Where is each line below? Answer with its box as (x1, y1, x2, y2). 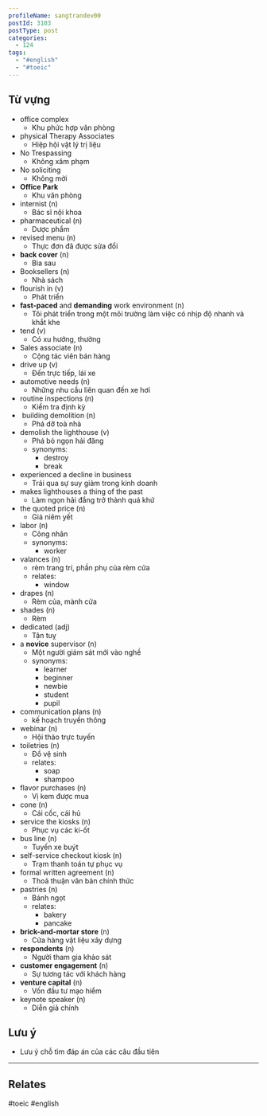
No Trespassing (19, 148, 72, 158)
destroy (43, 452, 69, 462)
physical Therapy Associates (19, 131, 115, 140)
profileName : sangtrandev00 (8, 11, 102, 20)
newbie (43, 681, 68, 691)
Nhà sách (31, 275, 64, 284)
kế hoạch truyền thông (31, 715, 106, 725)
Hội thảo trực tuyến (31, 732, 95, 742)
